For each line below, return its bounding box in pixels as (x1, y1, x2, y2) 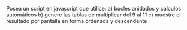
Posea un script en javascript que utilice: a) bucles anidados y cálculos (6, 5, 182, 12)
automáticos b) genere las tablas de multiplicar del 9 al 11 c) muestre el (6, 11, 181, 18)
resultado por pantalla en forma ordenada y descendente (6, 18, 147, 24)
